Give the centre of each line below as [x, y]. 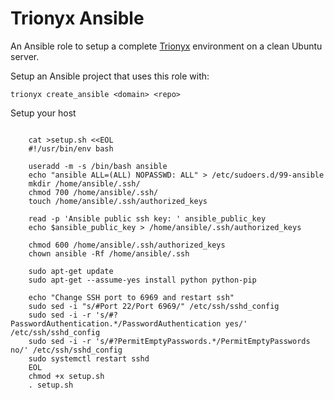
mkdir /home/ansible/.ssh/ [84, 183]
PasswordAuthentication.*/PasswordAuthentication [116, 323]
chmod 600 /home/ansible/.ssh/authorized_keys [127, 245]
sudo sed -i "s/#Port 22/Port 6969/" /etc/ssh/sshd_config [154, 306]
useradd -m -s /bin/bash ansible [98, 166]
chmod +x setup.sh [66, 376]
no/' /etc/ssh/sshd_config [66, 350]
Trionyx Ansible [77, 18]
